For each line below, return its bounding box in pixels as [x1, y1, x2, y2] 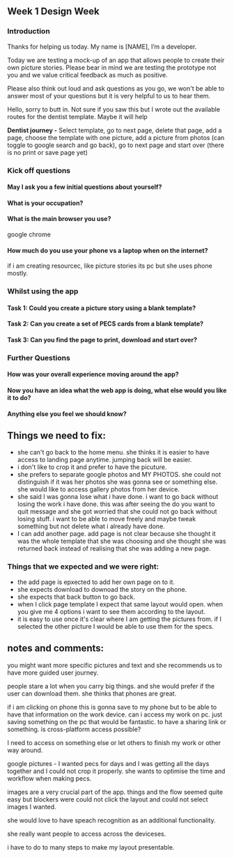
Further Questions [7, 353, 71, 362]
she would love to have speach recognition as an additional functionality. [7, 815, 216, 825]
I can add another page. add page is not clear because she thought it [17, 530, 216, 538]
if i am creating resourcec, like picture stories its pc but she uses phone [7, 261, 212, 270]
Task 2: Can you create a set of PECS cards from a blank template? [7, 320, 204, 328]
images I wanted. [7, 802, 57, 811]
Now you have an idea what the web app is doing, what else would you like [7, 386, 227, 394]
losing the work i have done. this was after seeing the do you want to [17, 500, 215, 508]
